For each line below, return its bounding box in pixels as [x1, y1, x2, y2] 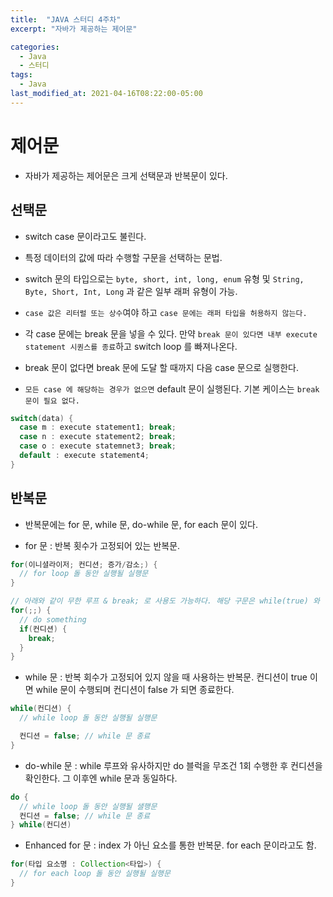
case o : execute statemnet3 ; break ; [19, 441, 177, 451]
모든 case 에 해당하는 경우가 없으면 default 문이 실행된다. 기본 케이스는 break [24, 382, 320, 395]
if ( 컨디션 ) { [19, 624, 68, 634]
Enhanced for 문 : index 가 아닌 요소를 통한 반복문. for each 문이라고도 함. [24, 839, 317, 851]
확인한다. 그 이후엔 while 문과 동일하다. [24, 772, 178, 784]
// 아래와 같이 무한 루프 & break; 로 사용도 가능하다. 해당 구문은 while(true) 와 [10, 596, 321, 606]
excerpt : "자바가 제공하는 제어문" [10, 24, 138, 34]
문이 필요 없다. [24, 396, 80, 406]
